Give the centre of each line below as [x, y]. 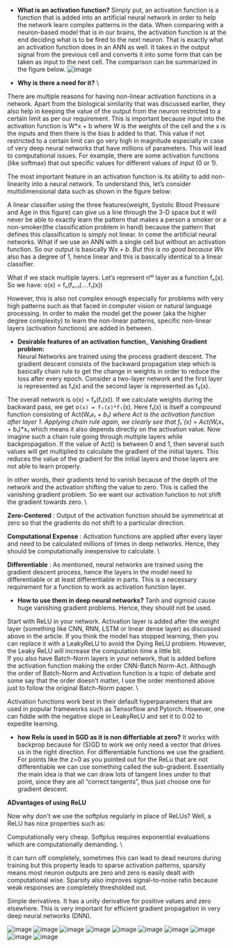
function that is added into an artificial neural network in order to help [116, 17]
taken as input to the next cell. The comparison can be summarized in [117, 62]
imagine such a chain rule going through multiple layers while [95, 436]
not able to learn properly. [45, 466]
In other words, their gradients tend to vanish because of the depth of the [112, 480]
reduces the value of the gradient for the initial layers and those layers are [113, 459]
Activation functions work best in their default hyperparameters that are [110, 701]
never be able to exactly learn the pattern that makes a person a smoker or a [117, 220]
